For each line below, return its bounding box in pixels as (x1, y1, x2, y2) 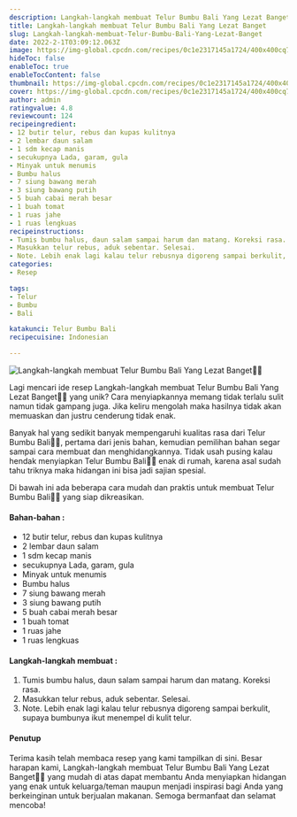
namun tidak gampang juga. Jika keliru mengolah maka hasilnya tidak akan (9, 401, 282, 412)
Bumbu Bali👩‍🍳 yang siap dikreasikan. (9, 492, 144, 502)
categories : (9, 260, 53, 269)
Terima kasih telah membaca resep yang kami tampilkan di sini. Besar (9, 752, 263, 763)
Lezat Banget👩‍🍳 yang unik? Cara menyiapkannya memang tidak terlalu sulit (9, 391, 285, 402)
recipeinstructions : (9, 227, 86, 235)
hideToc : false (9, 54, 65, 63)
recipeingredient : (9, 120, 77, 129)
